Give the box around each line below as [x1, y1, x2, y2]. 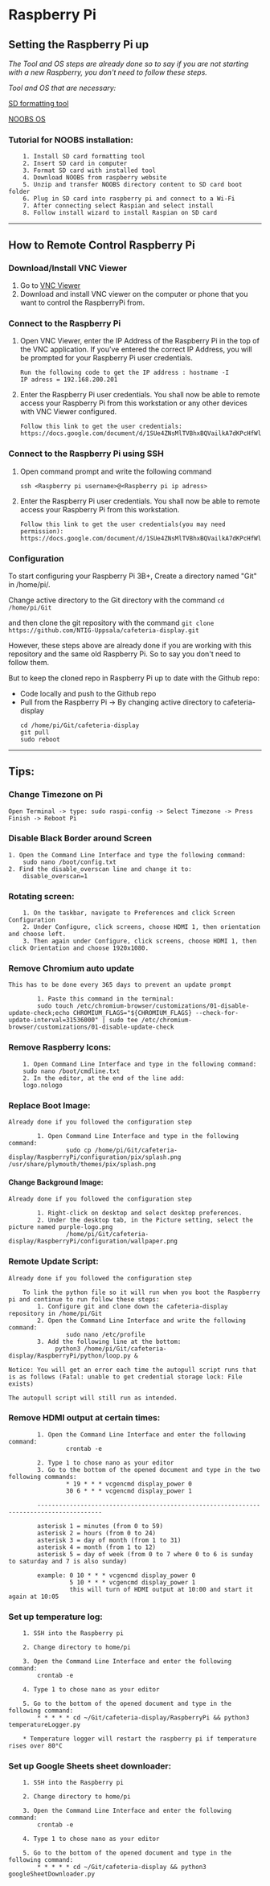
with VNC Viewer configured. [19, 407, 117, 417]
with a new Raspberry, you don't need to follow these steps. [8, 68, 207, 77]
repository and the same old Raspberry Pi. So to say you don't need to [8, 649, 241, 659]
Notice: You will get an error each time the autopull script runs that [8, 1366, 257, 1374]
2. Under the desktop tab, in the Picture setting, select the [37, 1216, 253, 1224]
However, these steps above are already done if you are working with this [8, 640, 252, 650]
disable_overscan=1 [22, 872, 88, 880]
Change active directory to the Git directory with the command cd [8, 595, 225, 605]
